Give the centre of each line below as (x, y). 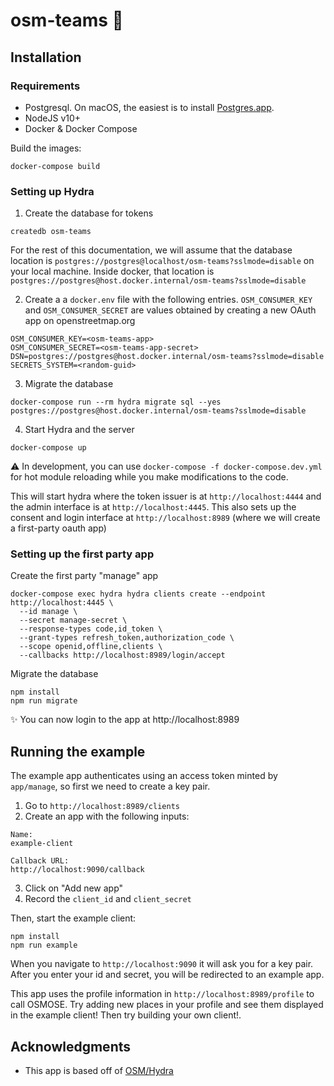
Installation (46, 57)
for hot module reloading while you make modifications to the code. (149, 477)
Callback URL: (40, 861)
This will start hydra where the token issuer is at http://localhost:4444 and (166, 496)
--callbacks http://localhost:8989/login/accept (122, 655)
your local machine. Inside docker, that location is (112, 271)
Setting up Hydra (52, 191)
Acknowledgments (71, 1046)
